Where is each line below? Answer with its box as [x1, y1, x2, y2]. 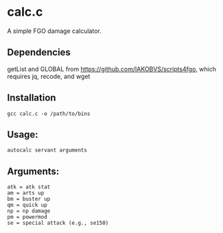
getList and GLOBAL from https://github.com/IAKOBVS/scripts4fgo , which [7, 64, 216, 73]
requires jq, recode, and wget [7, 72, 91, 80]
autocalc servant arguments [7, 147, 88, 154]
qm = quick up [7, 201, 48, 209]
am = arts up [7, 190, 45, 197]
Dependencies [7, 47, 71, 58]
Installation [7, 92, 56, 103]
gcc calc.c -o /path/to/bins [7, 110, 91, 117]
